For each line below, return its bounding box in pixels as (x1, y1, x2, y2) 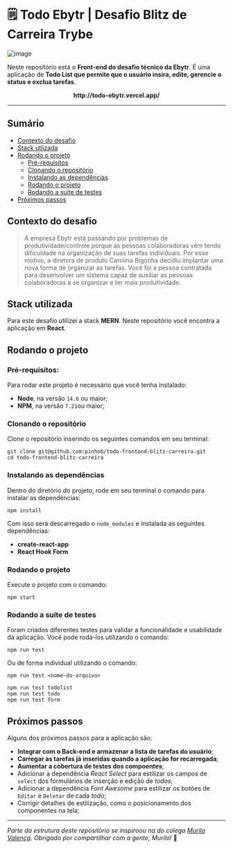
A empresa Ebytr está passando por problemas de (24, 233, 169, 242)
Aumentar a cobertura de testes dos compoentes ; (17, 762, 164, 770)
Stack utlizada (17, 143, 58, 151)
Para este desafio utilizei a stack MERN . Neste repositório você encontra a (7, 317, 220, 325)
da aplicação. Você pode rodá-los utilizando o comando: (7, 633, 169, 641)
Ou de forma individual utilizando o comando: (7, 659, 137, 667)
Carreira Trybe (7, 26, 94, 42)
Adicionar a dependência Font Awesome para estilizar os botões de (17, 784, 210, 793)
